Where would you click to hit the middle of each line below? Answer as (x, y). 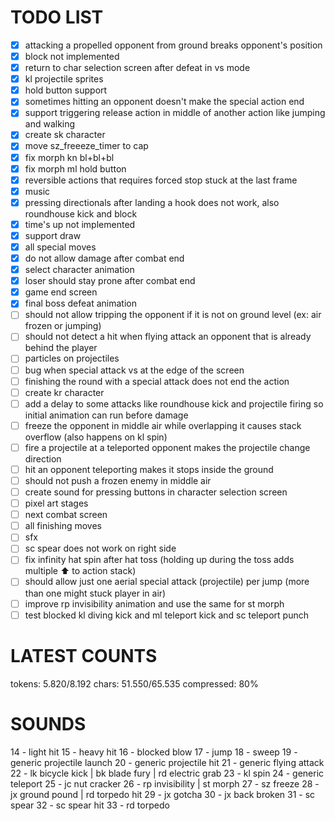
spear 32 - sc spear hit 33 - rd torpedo (90, 805)
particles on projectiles (72, 358)
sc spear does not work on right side (100, 548)
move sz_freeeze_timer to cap (86, 146)
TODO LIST (57, 17)
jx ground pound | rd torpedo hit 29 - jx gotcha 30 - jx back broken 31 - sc (163, 794)
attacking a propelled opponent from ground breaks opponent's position (173, 45)
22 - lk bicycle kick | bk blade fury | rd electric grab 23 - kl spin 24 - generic (167, 773)
